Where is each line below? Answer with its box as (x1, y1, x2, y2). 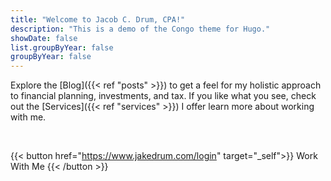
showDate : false (10, 33, 78, 43)
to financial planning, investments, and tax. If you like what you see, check (10, 90, 317, 102)
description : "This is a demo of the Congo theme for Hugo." (10, 24, 271, 34)
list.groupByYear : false (10, 42, 114, 53)
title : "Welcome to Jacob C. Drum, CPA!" (10, 14, 186, 25)
